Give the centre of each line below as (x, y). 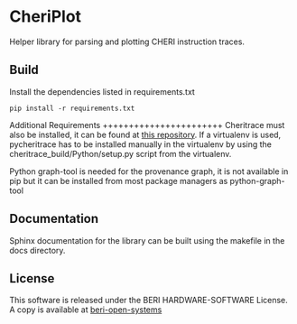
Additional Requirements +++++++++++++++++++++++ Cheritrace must (147, 125)
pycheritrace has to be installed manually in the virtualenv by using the (141, 144)
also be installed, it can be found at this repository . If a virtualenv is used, (145, 134)
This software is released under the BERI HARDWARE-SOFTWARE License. (149, 301)
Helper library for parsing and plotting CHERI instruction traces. (127, 42)
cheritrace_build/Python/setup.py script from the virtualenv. (121, 153)
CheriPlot (46, 17)
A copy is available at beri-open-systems (86, 310)
